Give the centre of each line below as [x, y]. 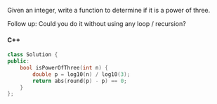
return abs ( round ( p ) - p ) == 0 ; [80, 81]
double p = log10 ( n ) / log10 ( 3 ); [81, 74]
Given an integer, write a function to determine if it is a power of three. [109, 10]
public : [19, 61]
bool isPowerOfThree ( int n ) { [64, 67]
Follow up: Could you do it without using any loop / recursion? [97, 24]
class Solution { [33, 55]
